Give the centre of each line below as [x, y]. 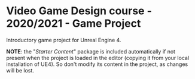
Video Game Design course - [79, 11]
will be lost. [20, 70]
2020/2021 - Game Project [74, 23]
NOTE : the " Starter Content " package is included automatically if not [91, 51]
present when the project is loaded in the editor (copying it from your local [98, 58]
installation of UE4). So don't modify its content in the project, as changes [97, 64]
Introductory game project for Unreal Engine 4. [64, 40]
